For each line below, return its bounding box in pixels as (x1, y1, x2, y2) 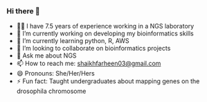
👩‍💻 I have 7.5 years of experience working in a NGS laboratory (16, 22, 195, 31)
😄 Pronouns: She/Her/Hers (16, 69, 95, 78)
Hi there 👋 (6, 6, 41, 16)
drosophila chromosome (16, 87, 87, 96)
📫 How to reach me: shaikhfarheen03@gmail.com (16, 59, 161, 68)
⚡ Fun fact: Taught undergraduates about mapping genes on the (16, 77, 200, 85)
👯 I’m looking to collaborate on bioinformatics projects (16, 44, 171, 53)
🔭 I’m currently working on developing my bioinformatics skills (16, 29, 195, 37)
